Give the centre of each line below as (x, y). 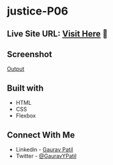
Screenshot (30, 54)
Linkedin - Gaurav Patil (44, 150)
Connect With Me (41, 135)
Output (16, 69)
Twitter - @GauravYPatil (46, 156)
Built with (25, 88)
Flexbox (26, 116)
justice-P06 (38, 11)
